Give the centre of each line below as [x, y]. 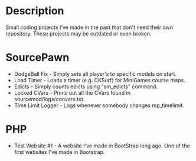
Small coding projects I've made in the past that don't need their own [89, 27]
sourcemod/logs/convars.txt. [49, 99]
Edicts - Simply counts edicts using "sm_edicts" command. [86, 86]
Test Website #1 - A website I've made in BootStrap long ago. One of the [102, 146]
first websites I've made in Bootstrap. [59, 152]
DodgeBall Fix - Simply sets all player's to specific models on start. [95, 74]
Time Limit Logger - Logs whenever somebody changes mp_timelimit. [99, 105]
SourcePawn [37, 58]
